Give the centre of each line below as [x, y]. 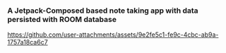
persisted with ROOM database [62, 19]
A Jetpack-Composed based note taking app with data [103, 11]
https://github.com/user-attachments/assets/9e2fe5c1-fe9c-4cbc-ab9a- [113, 35]
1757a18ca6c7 [28, 42]
